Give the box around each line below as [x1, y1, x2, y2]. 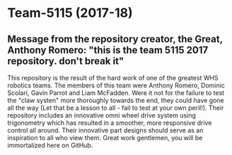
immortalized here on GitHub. [7, 141, 93, 149]
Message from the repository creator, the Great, [7, 33, 223, 45]
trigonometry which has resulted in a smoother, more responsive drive [7, 118, 212, 127]
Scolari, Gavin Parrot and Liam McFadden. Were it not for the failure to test [7, 89, 225, 97]
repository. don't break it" [7, 55, 124, 67]
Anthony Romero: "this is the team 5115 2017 [7, 44, 209, 56]
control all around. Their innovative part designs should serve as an [7, 126, 204, 135]
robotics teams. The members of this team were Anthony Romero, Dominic [7, 81, 225, 89]
